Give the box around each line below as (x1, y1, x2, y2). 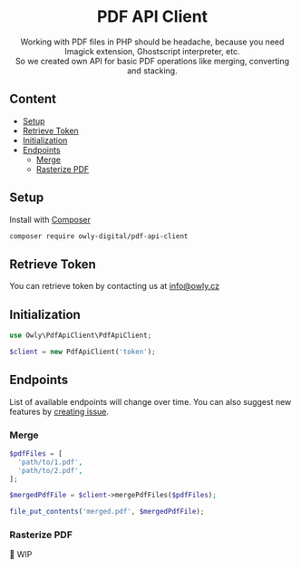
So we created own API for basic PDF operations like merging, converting (15, 55, 290, 66)
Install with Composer (9, 214, 91, 225)
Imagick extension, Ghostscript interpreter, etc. (64, 45, 240, 56)
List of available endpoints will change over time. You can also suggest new (9, 396, 292, 407)
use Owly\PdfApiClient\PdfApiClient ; (9, 331, 152, 341)
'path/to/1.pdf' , (17, 458, 83, 467)
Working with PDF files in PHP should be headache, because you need (20, 36, 285, 47)
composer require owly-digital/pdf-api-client (9, 231, 189, 241)
